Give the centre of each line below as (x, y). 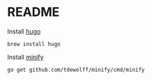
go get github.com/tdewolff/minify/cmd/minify (76, 70)
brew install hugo (34, 44)
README (33, 12)
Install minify (25, 57)
